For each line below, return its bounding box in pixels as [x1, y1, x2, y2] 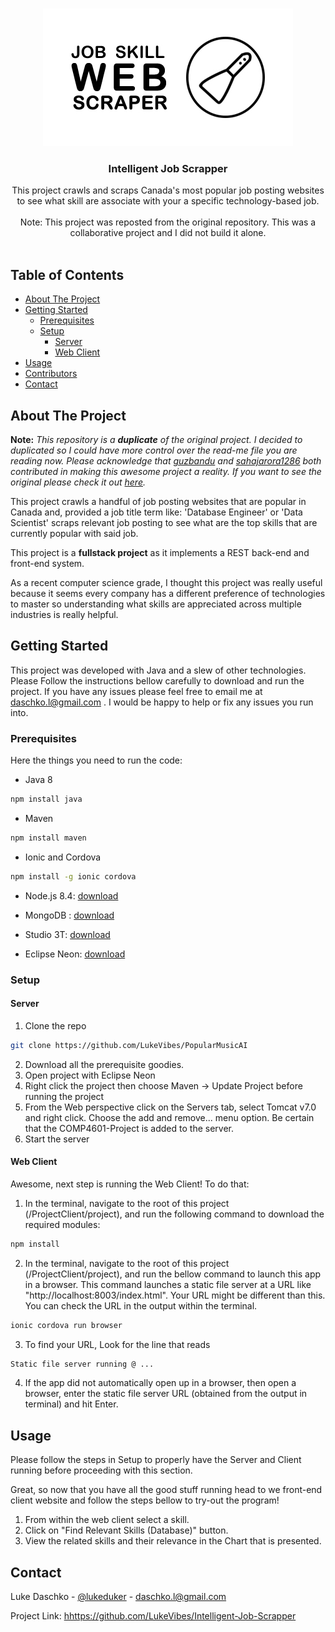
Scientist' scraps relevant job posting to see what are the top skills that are [10, 516, 318, 528]
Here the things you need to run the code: [10, 754, 183, 767]
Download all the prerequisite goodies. [24, 1058, 185, 1070]
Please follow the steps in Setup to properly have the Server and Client [10, 1454, 302, 1466]
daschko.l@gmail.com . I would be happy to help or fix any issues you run [10, 696, 314, 708]
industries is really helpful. [10, 608, 119, 620]
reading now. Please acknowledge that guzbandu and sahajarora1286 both [10, 454, 322, 467]
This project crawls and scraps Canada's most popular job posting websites [11, 184, 325, 197]
